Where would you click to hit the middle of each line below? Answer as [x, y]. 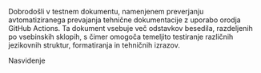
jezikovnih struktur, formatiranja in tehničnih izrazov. [94, 45]
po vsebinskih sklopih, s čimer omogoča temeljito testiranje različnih [121, 36]
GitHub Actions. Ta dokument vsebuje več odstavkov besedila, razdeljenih [131, 28]
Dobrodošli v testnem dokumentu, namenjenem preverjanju [106, 12]
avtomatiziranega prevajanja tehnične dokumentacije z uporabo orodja [125, 20]
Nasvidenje [27, 60]
